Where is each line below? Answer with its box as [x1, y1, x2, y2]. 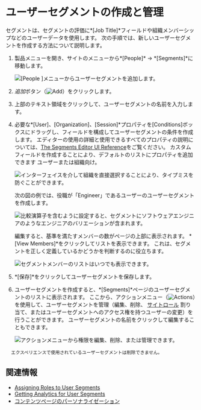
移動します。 [14, 61, 46, 69]
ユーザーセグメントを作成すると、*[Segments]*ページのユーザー [14, 286, 175, 293]
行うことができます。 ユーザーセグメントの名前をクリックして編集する [14, 316, 190, 323]
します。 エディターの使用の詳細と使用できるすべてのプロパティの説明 [14, 136, 188, 143]
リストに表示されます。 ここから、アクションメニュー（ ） [30, 293, 196, 300]
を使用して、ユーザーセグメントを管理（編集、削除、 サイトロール [14, 301, 179, 308]
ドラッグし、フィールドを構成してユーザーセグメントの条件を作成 [30, 128, 194, 136]
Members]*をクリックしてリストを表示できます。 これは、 [30, 239, 175, 247]
